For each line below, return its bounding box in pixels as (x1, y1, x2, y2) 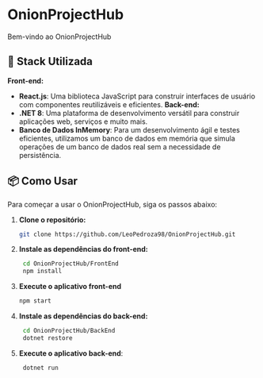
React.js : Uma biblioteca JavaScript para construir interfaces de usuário (18, 91, 256, 101)
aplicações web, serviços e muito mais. (18, 117, 148, 126)
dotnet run (22, 364, 59, 372)
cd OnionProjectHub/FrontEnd (22, 260, 120, 268)
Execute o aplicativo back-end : (18, 348, 124, 358)
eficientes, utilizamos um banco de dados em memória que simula (18, 133, 235, 143)
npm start (18, 297, 52, 305)
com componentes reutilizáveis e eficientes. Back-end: (18, 99, 200, 109)
